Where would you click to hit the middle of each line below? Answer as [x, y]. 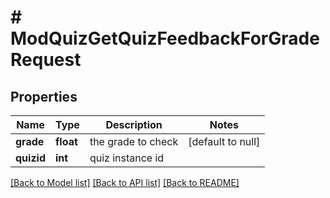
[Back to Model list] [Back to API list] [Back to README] [125, 182]
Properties [44, 96]
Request [46, 60]
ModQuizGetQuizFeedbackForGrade [165, 38]
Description [134, 124]
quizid [30, 158]
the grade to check [134, 141]
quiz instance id [127, 158]
